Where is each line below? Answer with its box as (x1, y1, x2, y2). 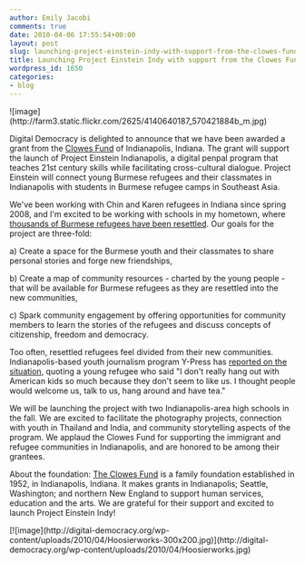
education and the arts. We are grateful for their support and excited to (9, 497, 274, 509)
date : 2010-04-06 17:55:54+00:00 (9, 30, 136, 39)
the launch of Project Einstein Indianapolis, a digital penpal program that (9, 152, 279, 163)
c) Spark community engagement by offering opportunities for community (9, 310, 286, 321)
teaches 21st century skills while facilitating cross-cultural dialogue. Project (9, 162, 291, 173)
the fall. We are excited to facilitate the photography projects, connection (9, 412, 282, 423)
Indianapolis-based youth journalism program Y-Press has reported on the (9, 356, 288, 367)
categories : (9, 73, 54, 82)
